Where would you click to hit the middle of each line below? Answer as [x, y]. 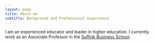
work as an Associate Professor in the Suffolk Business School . [68, 37]
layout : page [18, 9]
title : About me [21, 14]
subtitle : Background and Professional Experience [57, 18]
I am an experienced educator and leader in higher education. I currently [77, 32]
